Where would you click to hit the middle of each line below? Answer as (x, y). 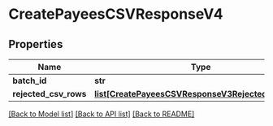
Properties (36, 44)
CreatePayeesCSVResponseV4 (116, 14)
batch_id (30, 80)
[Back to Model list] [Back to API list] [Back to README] (102, 114)
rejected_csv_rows (50, 94)
